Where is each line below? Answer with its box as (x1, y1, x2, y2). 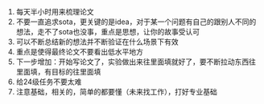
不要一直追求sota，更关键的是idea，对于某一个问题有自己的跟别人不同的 (15, 17, 257, 26)
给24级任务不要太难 (15, 77, 82, 86)
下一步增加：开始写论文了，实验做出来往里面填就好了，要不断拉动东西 (15, 57, 250, 66)
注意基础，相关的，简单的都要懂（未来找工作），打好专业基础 (15, 87, 217, 96)
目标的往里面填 (51, 67, 101, 76)
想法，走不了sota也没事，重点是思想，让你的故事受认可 (15, 27, 200, 36)
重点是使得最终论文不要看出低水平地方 (15, 47, 143, 56)
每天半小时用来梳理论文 (15, 7, 94, 16)
